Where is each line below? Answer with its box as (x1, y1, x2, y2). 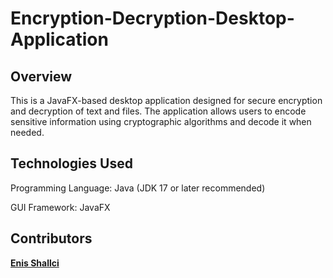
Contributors (10, 230, 93, 247)
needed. (10, 127, 45, 138)
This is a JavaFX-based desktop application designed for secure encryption (10, 95, 323, 106)
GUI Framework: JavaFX (10, 201, 111, 213)
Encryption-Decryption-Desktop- (10, 7, 295, 30)
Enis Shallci (10, 257, 60, 269)
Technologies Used (10, 155, 133, 172)
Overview (10, 68, 73, 85)
